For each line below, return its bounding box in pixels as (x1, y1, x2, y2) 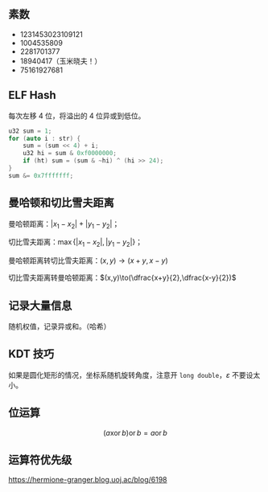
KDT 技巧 (8, 347, 55, 361)
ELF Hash (8, 88, 56, 102)
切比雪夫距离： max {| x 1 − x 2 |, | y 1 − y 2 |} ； (8, 237, 143, 249)
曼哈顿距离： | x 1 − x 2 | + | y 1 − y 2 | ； (8, 219, 120, 231)
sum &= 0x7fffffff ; (8, 171, 74, 179)
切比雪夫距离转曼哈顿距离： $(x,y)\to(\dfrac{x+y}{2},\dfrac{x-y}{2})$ (8, 273, 237, 283)
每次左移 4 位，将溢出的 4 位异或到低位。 (8, 111, 146, 121)
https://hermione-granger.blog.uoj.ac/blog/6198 (8, 475, 167, 485)
